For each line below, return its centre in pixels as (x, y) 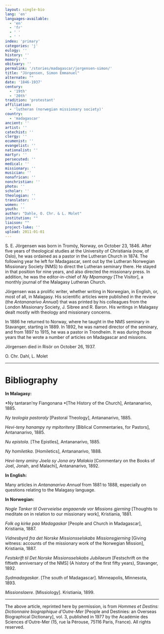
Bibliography (31, 380)
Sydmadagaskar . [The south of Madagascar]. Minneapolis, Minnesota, (76, 578)
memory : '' (16, 59)
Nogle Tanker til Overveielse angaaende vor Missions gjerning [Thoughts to (81, 509)
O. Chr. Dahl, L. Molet (26, 356)
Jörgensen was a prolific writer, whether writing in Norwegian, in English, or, (82, 291)
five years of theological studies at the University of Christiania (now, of (77, 251)
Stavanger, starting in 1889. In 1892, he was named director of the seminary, (82, 327)
